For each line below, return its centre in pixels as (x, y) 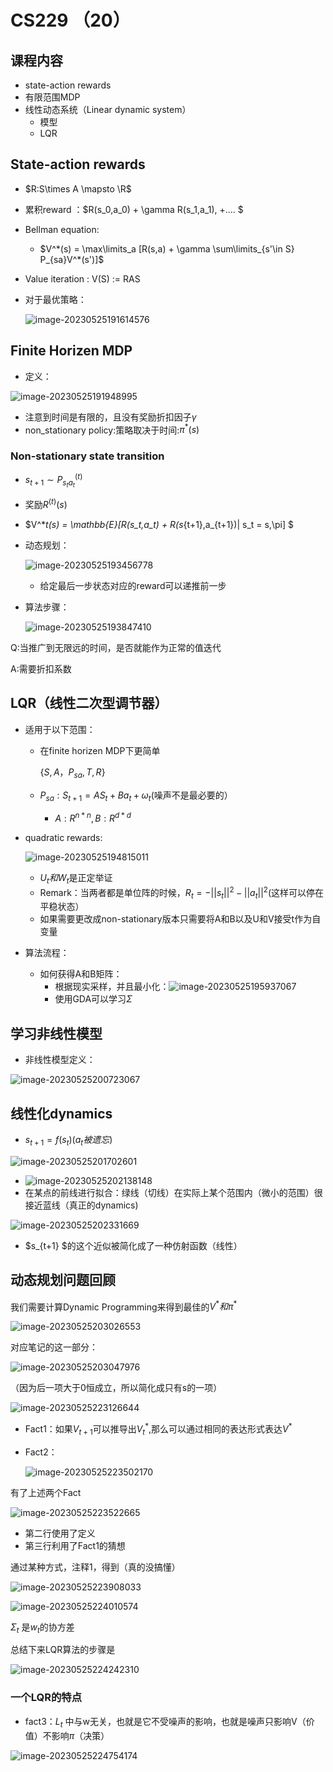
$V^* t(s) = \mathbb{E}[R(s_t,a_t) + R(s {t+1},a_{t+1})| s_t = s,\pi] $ (159, 525)
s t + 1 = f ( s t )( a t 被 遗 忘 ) (68, 1140)
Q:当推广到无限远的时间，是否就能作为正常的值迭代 (116, 648)
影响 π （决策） (80, 1735)
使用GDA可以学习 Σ (93, 999)
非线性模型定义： (60, 1060)
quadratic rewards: (63, 838)
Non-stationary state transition (87, 456)
